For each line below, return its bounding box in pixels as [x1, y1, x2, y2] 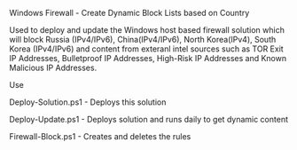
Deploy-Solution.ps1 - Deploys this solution [9, 97, 167, 107]
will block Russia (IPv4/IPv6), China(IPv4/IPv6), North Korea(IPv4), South [9, 35, 277, 44]
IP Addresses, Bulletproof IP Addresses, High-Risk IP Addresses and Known [9, 53, 286, 63]
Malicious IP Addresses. [9, 62, 98, 73]
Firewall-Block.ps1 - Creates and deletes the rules [9, 131, 191, 141]
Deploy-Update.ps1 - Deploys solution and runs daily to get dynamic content [9, 114, 288, 124]
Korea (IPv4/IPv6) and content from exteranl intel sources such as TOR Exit [9, 43, 284, 54]
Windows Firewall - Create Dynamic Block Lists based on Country [9, 8, 250, 18]
